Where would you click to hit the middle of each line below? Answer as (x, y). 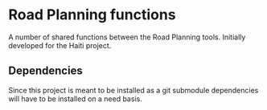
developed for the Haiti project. (60, 45)
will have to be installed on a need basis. (75, 99)
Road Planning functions (92, 15)
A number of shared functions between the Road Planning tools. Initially (127, 37)
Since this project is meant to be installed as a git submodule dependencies (133, 90)
